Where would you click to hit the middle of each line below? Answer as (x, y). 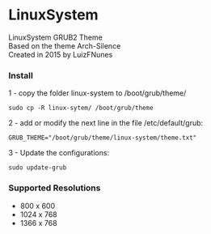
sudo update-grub (38, 168)
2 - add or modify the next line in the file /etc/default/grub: (106, 123)
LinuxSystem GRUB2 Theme (55, 37)
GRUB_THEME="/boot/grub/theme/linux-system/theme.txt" (103, 138)
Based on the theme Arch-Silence (65, 45)
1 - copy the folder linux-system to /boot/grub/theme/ (97, 93)
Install (21, 75)
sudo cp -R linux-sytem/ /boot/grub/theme (81, 108)
